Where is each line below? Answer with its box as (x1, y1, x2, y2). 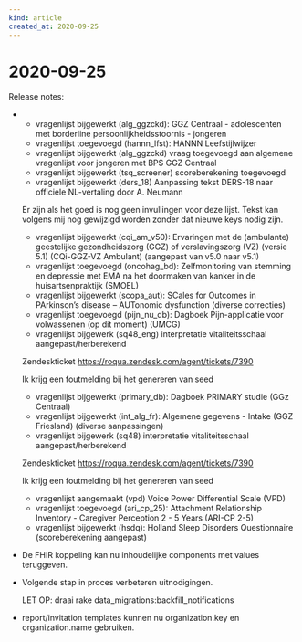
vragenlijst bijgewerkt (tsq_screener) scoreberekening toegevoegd (35, 167, 286, 178)
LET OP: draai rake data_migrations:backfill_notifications (21, 595, 234, 605)
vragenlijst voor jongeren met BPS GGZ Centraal (35, 157, 217, 169)
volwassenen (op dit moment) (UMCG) (35, 319, 182, 330)
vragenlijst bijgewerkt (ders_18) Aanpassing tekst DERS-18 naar (35, 177, 274, 188)
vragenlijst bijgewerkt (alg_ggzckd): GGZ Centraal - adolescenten (35, 119, 282, 130)
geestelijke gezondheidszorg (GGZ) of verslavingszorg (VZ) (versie (35, 241, 288, 252)
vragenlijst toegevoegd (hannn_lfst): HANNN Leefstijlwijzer (35, 138, 257, 149)
